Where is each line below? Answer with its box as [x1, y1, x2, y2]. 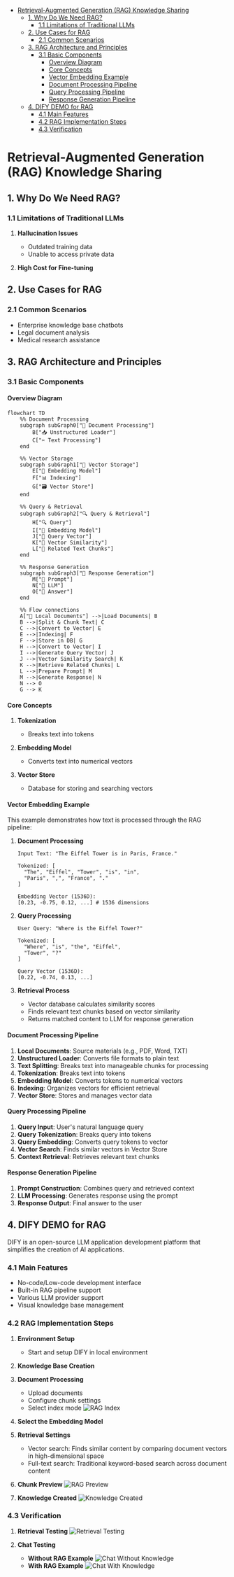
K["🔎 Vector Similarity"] [32, 539, 108, 547]
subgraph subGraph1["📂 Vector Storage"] [20, 461, 139, 468]
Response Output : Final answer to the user [17, 1199, 142, 1207]
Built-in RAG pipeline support [17, 1286, 101, 1294]
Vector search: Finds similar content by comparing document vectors [27, 1444, 227, 1452]
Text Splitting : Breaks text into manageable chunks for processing [17, 1061, 209, 1070]
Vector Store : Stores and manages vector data [17, 1091, 152, 1100]
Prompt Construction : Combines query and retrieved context [17, 1184, 195, 1193]
